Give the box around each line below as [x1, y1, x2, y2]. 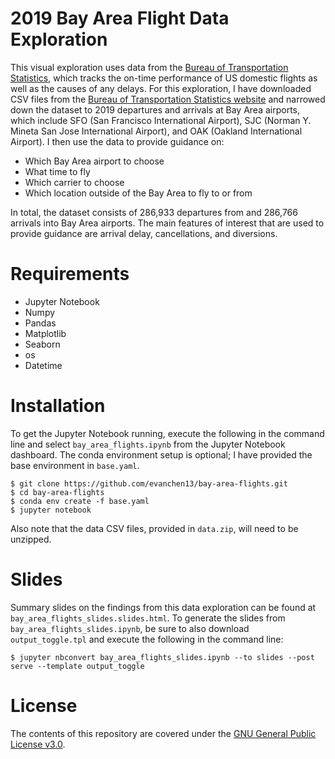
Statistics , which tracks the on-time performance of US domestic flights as [10, 72, 318, 84]
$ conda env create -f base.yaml [10, 496, 150, 506]
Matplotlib [24, 327, 67, 339]
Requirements [10, 263, 130, 286]
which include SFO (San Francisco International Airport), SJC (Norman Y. [10, 114, 312, 126]
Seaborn [24, 338, 61, 350]
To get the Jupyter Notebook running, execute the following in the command [10, 427, 325, 439]
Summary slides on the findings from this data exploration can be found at [10, 601, 317, 613]
